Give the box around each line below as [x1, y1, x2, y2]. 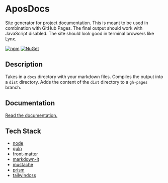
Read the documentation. [5, 112, 58, 118]
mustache [12, 162, 34, 168]
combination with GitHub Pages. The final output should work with [5, 25, 143, 31]
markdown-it [12, 156, 39, 162]
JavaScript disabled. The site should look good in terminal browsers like [5, 30, 154, 36]
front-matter [12, 151, 39, 157]
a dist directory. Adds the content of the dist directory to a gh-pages [5, 79, 148, 85]
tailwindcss [12, 172, 36, 178]
